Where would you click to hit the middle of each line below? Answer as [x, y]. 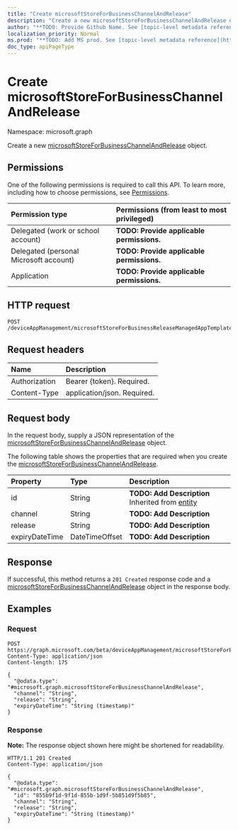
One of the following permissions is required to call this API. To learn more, [117, 184]
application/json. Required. [110, 393]
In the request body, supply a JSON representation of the [91, 435]
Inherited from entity [163, 503]
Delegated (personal [45, 251]
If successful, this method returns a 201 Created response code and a [109, 579]
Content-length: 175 [38, 662]
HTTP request [39, 305]
